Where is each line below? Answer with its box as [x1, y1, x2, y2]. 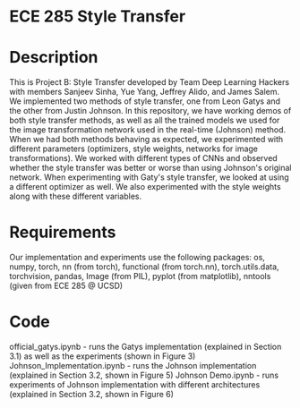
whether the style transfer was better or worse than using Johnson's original [9, 163, 292, 174]
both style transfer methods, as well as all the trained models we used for [9, 115, 280, 126]
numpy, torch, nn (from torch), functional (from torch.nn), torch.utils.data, [9, 261, 279, 272]
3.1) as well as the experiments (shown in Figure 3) [9, 351, 196, 361]
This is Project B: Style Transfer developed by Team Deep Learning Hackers [9, 77, 289, 88]
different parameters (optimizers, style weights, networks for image [9, 143, 258, 154]
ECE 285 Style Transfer [9, 6, 186, 27]
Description [9, 47, 99, 68]
